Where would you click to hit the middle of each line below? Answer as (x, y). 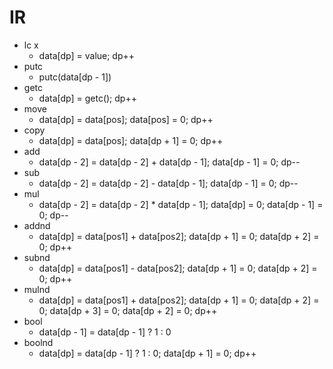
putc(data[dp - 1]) (75, 77)
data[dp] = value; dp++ (87, 55)
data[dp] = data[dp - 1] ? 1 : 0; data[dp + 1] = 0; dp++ (147, 353)
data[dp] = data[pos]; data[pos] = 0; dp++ (126, 119)
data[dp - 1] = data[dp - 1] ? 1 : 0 (105, 332)
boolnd (38, 342)
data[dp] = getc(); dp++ (87, 98)
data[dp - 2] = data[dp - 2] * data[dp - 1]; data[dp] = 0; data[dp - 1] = (181, 204)
